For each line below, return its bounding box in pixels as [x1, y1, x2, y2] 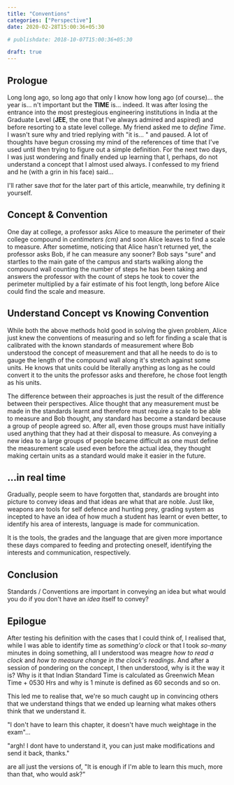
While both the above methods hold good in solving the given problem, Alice [7, 326, 227, 334]
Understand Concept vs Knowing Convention [7, 308, 210, 320]
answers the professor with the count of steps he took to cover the [7, 272, 200, 280]
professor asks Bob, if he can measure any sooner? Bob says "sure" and [7, 250, 217, 258]
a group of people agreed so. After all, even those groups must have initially [7, 421, 226, 430]
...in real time [7, 471, 66, 484]
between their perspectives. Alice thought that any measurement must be [7, 399, 219, 407]
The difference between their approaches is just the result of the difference [7, 392, 224, 400]
